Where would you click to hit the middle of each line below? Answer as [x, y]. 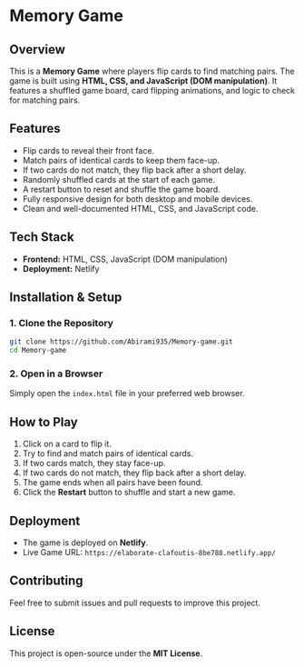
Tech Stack [42, 237]
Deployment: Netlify [61, 268]
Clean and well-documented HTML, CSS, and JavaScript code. [140, 208]
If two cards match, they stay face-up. [94, 464]
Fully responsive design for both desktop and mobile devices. [137, 199]
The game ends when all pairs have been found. [113, 483]
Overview [38, 50]
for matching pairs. [45, 100]
